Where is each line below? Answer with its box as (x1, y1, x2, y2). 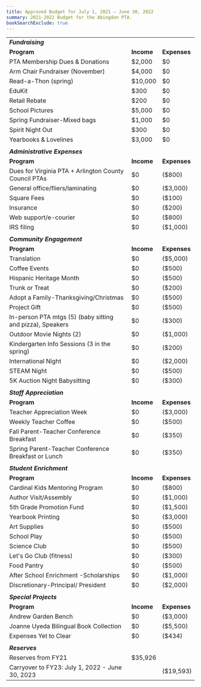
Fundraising (9, 38, 44, 47)
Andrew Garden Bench (9, 612, 73, 621)
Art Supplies (9, 522, 44, 531)
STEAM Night (9, 367, 47, 375)
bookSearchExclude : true (6, 20, 68, 26)
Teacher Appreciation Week (9, 408, 88, 416)
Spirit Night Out (9, 126, 53, 134)
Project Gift (9, 303, 41, 311)
